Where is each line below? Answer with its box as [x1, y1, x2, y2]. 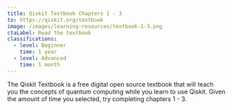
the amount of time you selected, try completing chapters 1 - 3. [7, 94, 187, 103]
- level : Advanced [13, 55, 67, 62]
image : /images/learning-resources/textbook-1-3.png [7, 23, 163, 30]
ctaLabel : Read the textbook [7, 29, 91, 36]
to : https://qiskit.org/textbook [7, 16, 104, 23]
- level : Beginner [13, 42, 67, 49]
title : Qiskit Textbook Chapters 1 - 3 [7, 10, 123, 17]
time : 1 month [19, 61, 60, 68]
